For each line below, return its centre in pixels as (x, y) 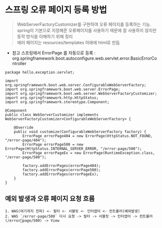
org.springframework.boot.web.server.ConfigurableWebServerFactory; (76, 85)
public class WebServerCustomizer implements (52, 114)
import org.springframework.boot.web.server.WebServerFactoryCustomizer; (81, 93)
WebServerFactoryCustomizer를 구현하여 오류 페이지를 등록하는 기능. (84, 24)
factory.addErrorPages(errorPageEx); (60, 174)
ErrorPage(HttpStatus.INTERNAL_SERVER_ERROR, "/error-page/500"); (73, 148)
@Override (24, 127)
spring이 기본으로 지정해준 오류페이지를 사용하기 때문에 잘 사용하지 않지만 (87, 30)
